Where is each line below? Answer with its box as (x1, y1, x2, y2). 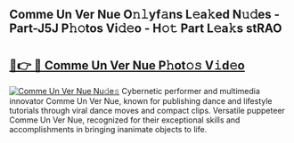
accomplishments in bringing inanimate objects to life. (9, 124, 208, 134)
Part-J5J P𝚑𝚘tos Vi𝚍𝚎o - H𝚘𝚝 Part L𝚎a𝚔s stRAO (9, 21, 282, 36)
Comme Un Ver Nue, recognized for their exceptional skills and (9, 115, 241, 125)
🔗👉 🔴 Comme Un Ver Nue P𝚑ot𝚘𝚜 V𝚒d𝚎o (9, 58, 245, 73)
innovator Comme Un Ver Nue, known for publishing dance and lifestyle (9, 96, 274, 106)
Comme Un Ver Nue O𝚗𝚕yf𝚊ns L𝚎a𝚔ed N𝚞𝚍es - (9, 7, 281, 22)
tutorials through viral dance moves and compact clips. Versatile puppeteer (9, 106, 285, 115)
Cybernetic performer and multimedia (121, 86, 261, 96)
